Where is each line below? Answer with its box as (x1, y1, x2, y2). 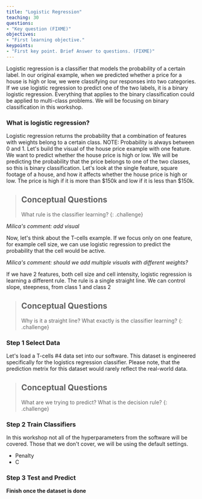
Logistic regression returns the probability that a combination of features (6, 132, 187, 140)
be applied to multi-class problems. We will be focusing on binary (6, 97, 169, 104)
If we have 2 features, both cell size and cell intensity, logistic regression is (6, 270, 192, 278)
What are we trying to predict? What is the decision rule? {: (21, 399, 168, 406)
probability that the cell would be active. (6, 247, 106, 254)
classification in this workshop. (6, 103, 83, 111)
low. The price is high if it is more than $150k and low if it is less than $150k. (6, 177, 195, 184)
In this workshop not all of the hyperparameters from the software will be (6, 434, 188, 442)
